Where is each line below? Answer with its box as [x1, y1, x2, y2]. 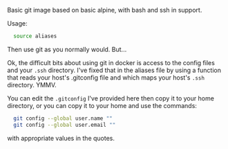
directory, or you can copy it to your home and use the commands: [7, 101, 197, 109]
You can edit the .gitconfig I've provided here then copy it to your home [7, 94, 214, 103]
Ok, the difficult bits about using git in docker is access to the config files [7, 58, 216, 67]
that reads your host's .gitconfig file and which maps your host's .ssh [7, 73, 205, 82]
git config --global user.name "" [13, 114, 113, 122]
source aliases [13, 33, 57, 40]
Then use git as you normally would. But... [7, 45, 127, 53]
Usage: [7, 19, 28, 27]
